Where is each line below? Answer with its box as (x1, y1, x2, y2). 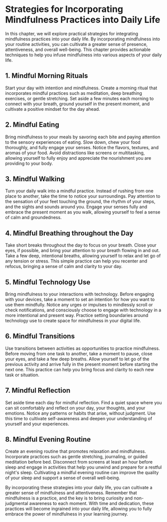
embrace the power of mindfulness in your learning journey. (5, 511, 129, 517)
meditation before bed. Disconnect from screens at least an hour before (5, 459, 153, 465)
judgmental (5, 501, 28, 507)
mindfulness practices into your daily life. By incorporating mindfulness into (5, 36, 161, 42)
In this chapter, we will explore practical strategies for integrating (5, 30, 139, 36)
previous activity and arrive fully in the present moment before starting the (5, 361, 158, 367)
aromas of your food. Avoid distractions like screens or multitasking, (5, 150, 145, 156)
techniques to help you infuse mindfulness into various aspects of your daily (5, 51, 162, 58)
